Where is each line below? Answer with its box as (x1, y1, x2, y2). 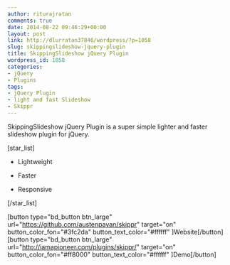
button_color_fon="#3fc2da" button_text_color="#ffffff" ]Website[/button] (7, 227, 224, 236)
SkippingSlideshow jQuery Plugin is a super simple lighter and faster (7, 122, 208, 131)
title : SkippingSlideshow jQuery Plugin (7, 50, 130, 58)
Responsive (17, 185, 52, 193)
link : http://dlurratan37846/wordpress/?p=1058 (7, 37, 152, 44)
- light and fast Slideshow (7, 97, 91, 104)
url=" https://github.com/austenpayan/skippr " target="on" (7, 220, 177, 228)
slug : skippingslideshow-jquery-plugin (7, 43, 126, 50)
